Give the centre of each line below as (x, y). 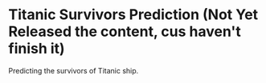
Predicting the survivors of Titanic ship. (74, 70)
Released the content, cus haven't (125, 32)
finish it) (37, 49)
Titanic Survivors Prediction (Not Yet (133, 15)
